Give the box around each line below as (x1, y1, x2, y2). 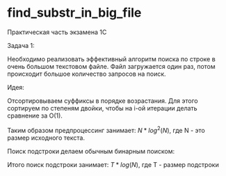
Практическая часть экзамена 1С (7, 28, 107, 36)
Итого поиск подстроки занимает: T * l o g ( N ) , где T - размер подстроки (7, 160, 219, 168)
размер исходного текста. (7, 134, 86, 142)
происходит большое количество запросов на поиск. (7, 70, 166, 78)
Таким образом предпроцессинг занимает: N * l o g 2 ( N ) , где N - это (7, 125, 205, 134)
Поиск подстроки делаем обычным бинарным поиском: (7, 147, 175, 155)
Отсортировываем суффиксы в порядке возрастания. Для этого (7, 96, 198, 105)
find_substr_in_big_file (7, 5, 142, 21)
